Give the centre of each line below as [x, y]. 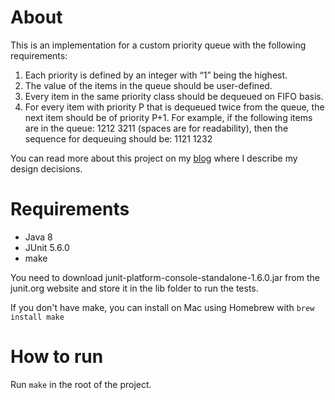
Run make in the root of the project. [81, 384]
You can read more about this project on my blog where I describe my [154, 158]
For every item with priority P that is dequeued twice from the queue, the [174, 107]
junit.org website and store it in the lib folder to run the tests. [134, 288]
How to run [57, 357]
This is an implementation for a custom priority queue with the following [158, 45]
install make [37, 317]
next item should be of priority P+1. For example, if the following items [168, 117]
